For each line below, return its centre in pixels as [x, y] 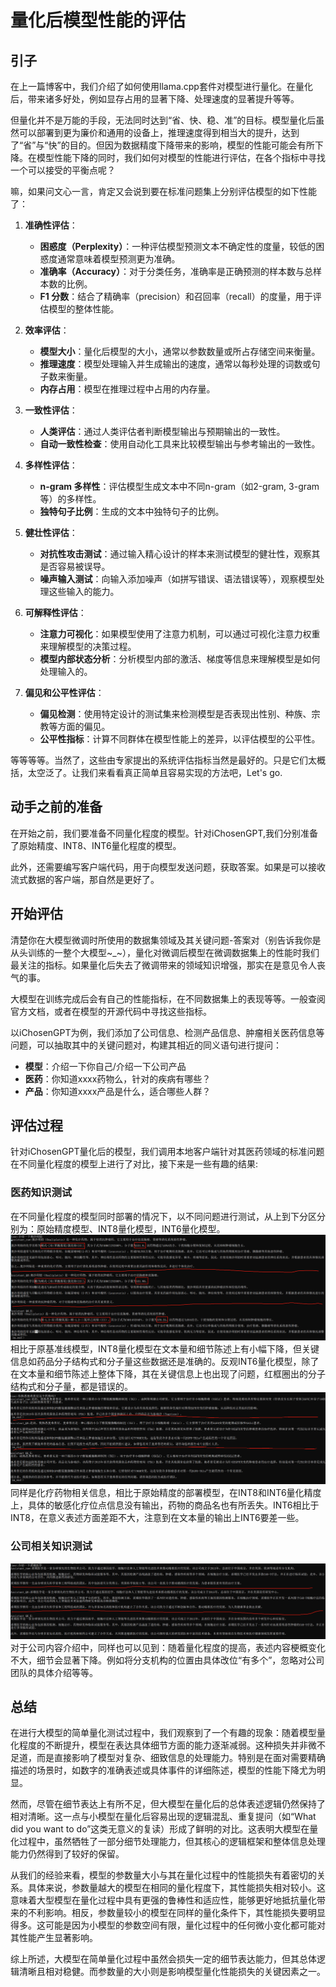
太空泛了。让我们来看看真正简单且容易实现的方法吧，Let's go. [155, 772]
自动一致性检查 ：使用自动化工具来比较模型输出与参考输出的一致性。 [180, 444]
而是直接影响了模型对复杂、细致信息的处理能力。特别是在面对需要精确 [181, 1758]
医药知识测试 [41, 1193]
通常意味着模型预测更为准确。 [119, 259]
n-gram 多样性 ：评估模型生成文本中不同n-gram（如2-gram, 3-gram [179, 486]
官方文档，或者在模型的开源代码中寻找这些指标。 [111, 1011]
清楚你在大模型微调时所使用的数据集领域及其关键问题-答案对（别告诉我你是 [166, 940]
